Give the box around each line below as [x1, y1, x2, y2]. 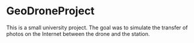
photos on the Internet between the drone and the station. [6, 30, 150, 37]
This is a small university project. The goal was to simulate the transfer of [6, 24, 188, 31]
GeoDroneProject [6, 4, 95, 18]
